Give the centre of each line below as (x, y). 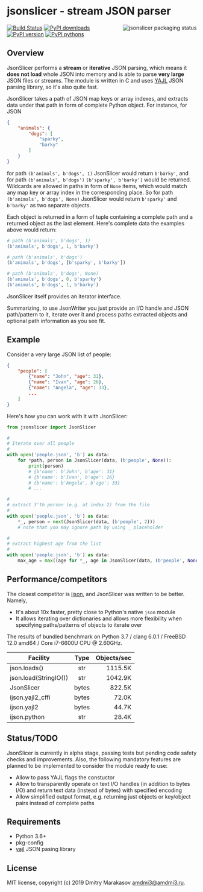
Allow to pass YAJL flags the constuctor (65, 777)
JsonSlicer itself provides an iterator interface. (64, 296)
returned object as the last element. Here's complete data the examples (96, 223)
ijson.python (27, 717)
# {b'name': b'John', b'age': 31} (72, 471)
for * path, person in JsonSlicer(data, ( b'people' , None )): (95, 460)
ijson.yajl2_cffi (30, 697)
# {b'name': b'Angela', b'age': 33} (74, 483)
